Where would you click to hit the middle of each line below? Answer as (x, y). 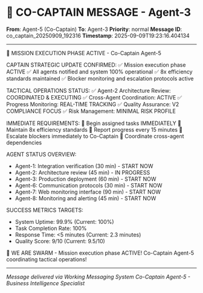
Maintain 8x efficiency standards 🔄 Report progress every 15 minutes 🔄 (95, 129)
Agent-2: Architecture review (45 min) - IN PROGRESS (82, 172)
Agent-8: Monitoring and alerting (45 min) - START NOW (85, 198)
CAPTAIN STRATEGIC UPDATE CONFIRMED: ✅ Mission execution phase (96, 65)
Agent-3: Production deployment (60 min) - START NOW (85, 179)
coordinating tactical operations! (47, 259)
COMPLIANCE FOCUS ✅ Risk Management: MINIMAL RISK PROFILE (91, 111)
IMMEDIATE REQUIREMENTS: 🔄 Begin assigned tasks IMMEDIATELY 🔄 (94, 123)
